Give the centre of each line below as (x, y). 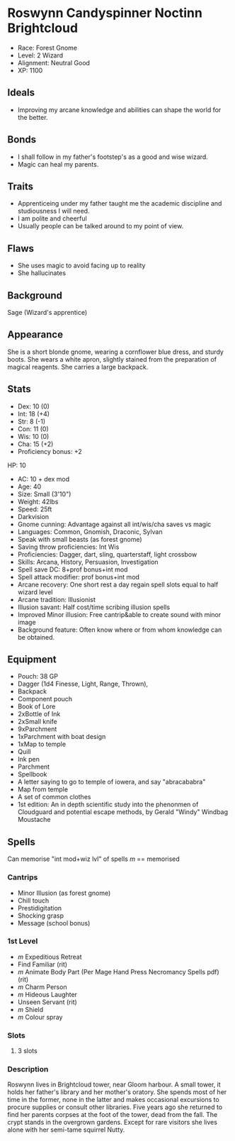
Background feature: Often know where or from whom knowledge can (120, 630)
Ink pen (29, 759)
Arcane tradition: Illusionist (56, 599)
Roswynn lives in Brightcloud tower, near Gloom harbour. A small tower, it (114, 1085)
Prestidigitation (40, 908)
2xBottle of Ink (39, 714)
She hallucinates (41, 273)
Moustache (34, 820)
